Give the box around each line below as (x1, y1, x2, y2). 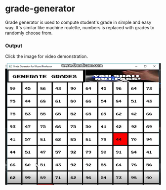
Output (5, 42, 23, 49)
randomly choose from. (5, 30, 53, 36)
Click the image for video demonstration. (5, 53, 88, 59)
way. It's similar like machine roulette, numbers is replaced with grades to (5, 24, 155, 30)
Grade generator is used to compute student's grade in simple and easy (5, 19, 152, 25)
